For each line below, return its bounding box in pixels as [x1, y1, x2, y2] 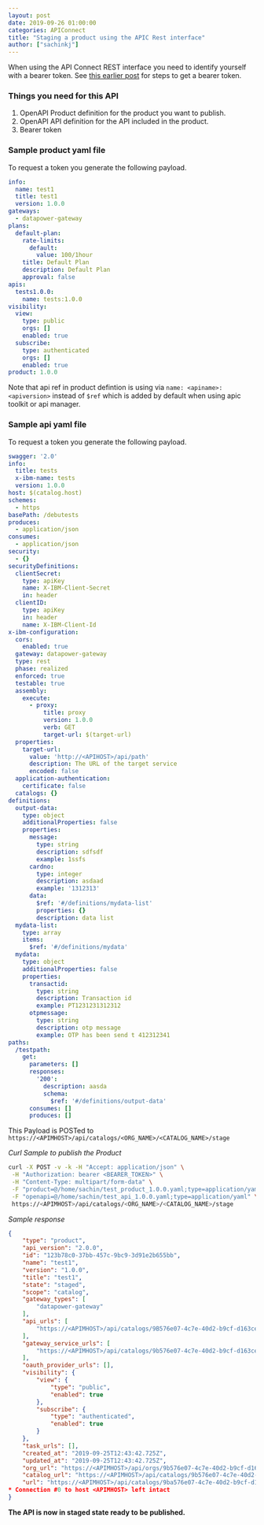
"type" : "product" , [22, 1237, 86, 1245]
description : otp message [36, 1024, 122, 1032]
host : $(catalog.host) [8, 489, 82, 497]
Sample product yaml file [8, 145, 106, 156]
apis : [8, 281, 26, 288]
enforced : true [15, 671, 65, 680]
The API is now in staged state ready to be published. [8, 1507, 186, 1517]
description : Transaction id [36, 995, 132, 1002]
